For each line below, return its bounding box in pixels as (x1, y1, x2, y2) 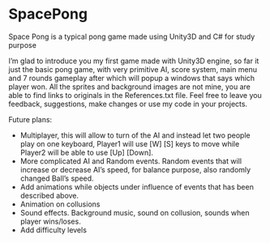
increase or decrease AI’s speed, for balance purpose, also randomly (19, 164, 251, 174)
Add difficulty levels (19, 224, 88, 235)
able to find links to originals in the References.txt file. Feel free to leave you (8, 90, 262, 100)
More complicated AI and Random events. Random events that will (19, 156, 242, 166)
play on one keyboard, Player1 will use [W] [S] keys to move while (19, 139, 240, 148)
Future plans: (8, 114, 53, 124)
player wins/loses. (19, 216, 81, 226)
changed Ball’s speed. (19, 173, 95, 183)
